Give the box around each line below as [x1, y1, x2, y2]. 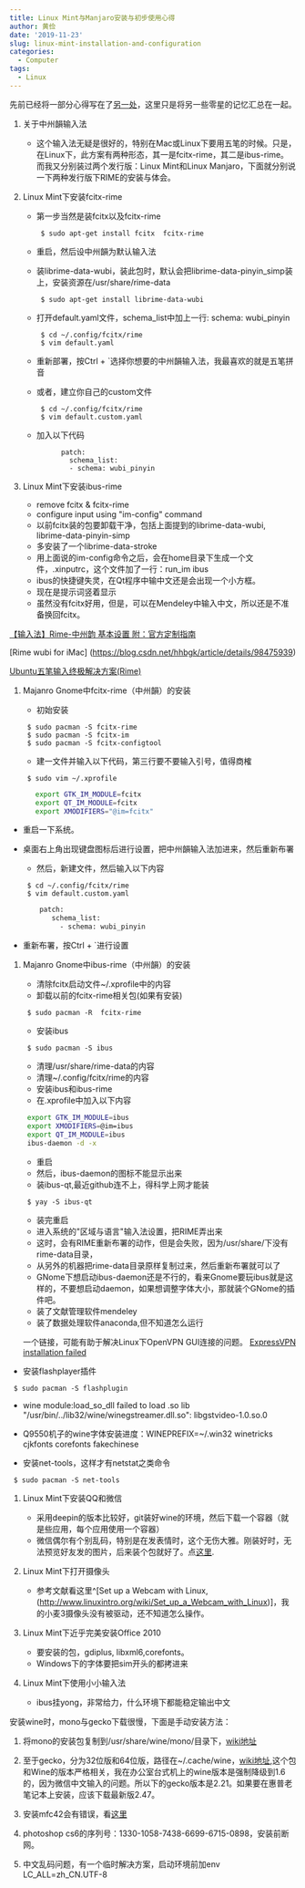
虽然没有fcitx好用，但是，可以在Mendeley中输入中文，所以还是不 [36, 597, 281, 608]
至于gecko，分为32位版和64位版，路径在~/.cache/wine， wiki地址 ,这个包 [22, 1755, 297, 1766]
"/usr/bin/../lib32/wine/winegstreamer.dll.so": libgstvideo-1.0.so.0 [22, 1409, 269, 1420]
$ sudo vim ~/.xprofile [26, 773, 117, 783]
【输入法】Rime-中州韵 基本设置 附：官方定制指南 [9, 628, 197, 639]
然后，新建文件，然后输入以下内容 [36, 863, 165, 874]
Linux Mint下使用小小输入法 [22, 1677, 127, 1688]
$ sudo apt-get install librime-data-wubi [40, 295, 205, 304]
